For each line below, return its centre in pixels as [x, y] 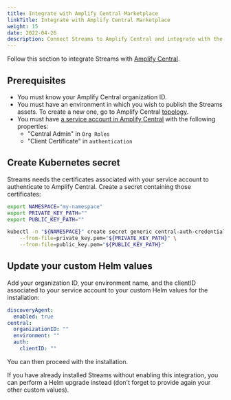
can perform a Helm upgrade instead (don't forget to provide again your [109, 382]
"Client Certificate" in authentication [80, 141]
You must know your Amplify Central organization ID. [92, 97]
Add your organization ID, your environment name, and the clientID [101, 283]
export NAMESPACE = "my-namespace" [55, 207]
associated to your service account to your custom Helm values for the [108, 290]
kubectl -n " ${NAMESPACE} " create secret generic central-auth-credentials [118, 232]
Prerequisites [36, 80]
